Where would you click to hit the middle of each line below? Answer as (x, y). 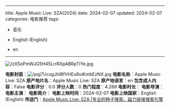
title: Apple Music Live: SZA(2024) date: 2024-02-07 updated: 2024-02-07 (84, 13)
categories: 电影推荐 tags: (32, 19)
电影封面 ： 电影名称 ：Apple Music (83, 74)
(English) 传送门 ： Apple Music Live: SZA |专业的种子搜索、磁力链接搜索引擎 (84, 99)
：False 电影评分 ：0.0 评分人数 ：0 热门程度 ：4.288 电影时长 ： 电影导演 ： (87, 87)
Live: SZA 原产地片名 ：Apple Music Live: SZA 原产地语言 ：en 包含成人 (79, 80)
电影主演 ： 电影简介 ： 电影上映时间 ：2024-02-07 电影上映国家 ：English (81, 93)
